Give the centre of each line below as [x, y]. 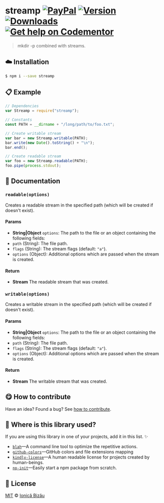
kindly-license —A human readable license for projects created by [81, 457]
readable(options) [27, 195]
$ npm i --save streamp [30, 76]
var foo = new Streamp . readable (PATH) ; [47, 161]
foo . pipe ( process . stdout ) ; [33, 166]
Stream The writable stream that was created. [60, 381]
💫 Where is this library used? [51, 425]
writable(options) [27, 294]
